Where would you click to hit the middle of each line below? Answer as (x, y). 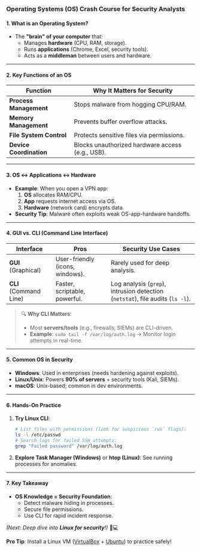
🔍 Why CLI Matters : (46, 314)
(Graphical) (25, 270)
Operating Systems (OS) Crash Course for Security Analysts (96, 9)
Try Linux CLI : (32, 419)
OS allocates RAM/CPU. (53, 195)
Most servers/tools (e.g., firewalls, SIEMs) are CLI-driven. (101, 328)
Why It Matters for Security (133, 90)
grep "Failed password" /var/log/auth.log (68, 446)
